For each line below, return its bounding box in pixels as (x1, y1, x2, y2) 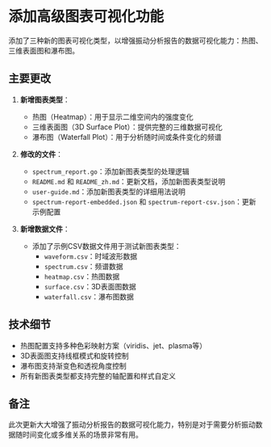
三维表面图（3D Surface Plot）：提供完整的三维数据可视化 (31, 122, 223, 132)
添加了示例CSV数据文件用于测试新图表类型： (31, 241, 181, 251)
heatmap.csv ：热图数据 (44, 272, 120, 281)
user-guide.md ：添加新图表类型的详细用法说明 (31, 187, 186, 196)
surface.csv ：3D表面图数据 (44, 281, 136, 291)
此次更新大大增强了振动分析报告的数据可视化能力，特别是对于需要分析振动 (8, 420, 256, 429)
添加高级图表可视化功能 (8, 7, 165, 26)
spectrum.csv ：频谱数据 (44, 261, 123, 271)
